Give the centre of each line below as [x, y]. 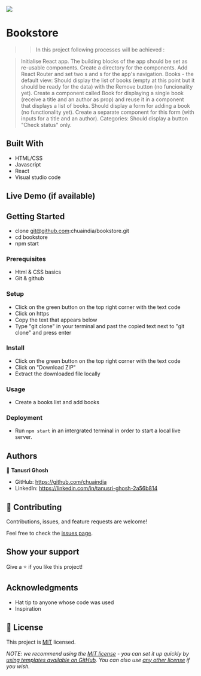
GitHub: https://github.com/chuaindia [61, 482]
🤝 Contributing [34, 507]
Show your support [43, 552]
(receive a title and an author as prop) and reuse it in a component [102, 99]
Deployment [25, 418]
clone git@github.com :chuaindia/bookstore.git [72, 231]
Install [16, 348]
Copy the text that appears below [56, 320]
